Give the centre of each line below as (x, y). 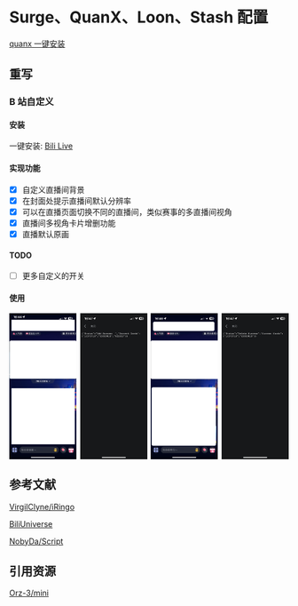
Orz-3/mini (29, 593)
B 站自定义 (32, 102)
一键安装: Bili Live (41, 146)
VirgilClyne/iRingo (42, 506)
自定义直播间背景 (53, 189)
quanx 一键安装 (37, 44)
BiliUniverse (31, 523)
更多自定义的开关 (53, 276)
